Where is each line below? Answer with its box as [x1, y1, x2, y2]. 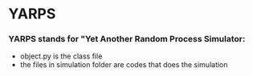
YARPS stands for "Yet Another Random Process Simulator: [8, 34, 246, 45]
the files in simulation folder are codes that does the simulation [19, 60, 228, 70]
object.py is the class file [19, 51, 103, 61]
